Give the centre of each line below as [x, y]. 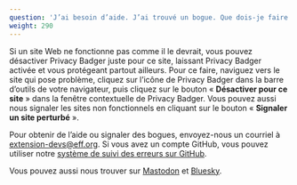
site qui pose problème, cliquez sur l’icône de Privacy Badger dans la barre [147, 79]
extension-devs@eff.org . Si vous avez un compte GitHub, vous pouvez [139, 144]
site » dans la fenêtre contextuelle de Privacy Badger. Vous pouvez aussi [143, 98]
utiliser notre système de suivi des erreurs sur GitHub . [108, 153]
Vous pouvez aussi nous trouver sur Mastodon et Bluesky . [116, 171]
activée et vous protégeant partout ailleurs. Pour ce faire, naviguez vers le [144, 70]
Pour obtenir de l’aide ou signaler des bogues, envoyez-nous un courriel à [145, 134]
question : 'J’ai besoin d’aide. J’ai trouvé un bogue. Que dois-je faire [149, 17]
